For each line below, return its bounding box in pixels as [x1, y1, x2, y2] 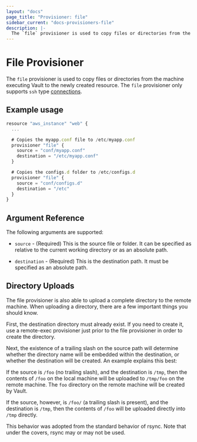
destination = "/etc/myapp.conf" [16, 153, 99, 159]
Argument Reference [6, 213, 85, 223]
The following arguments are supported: [6, 229, 104, 236]
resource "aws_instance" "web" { [6, 120, 88, 127]
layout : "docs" [6, 8, 44, 15]
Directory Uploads [6, 281, 75, 291]
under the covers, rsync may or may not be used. [6, 428, 126, 436]
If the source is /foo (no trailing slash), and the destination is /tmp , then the [6, 368, 188, 375]
